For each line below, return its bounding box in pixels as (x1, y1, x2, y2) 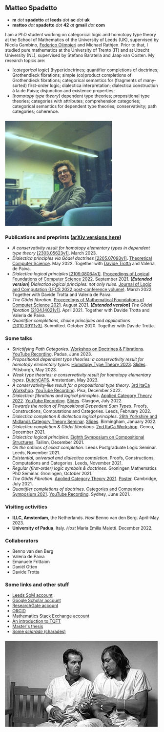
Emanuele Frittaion (12, 559, 50, 565)
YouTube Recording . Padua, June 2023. (12, 351, 92, 357)
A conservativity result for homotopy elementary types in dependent (12, 245, 150, 251)
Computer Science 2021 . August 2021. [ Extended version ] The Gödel (12, 302, 152, 308)
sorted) (12, 83, 27, 88)
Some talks (5, 335, 32, 341)
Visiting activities (5, 503, 48, 510)
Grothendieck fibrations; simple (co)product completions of (12, 72, 132, 78)
